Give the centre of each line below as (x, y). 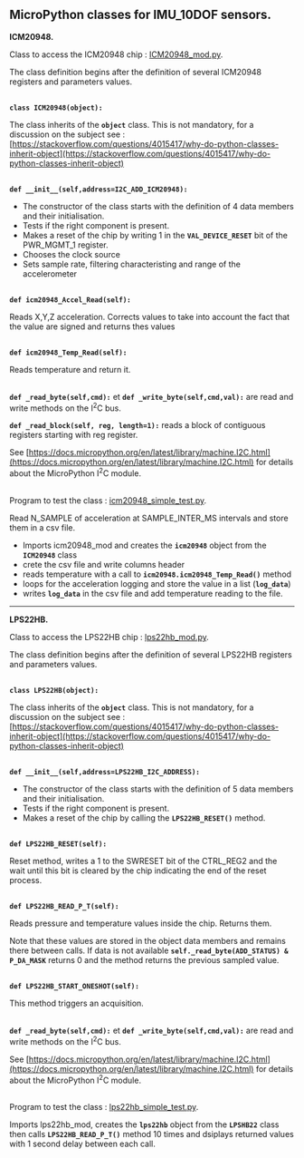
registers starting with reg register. (74, 435)
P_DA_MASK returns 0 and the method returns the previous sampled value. (144, 960)
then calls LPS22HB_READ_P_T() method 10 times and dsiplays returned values (152, 1134)
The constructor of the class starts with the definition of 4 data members (158, 206)
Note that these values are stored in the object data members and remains (148, 941)
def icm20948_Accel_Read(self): (70, 300)
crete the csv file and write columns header (104, 565)
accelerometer (50, 273)
